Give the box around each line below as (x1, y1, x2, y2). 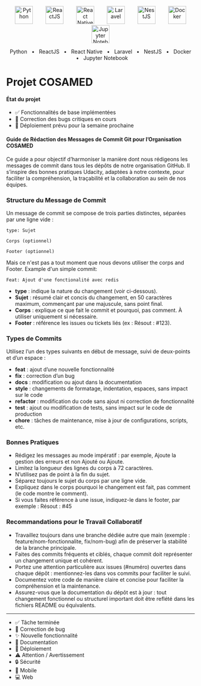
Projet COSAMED (6, 76, 93, 89)
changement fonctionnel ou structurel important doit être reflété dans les (14, 595, 195, 602)
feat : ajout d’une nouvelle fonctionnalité (14, 366, 115, 373)
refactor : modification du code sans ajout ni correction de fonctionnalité (14, 398, 194, 405)
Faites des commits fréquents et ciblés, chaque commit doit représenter (14, 550, 193, 558)
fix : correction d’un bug (14, 372, 75, 380)
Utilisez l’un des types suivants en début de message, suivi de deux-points (6, 348, 190, 355)
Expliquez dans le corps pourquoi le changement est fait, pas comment (14, 483, 191, 491)
